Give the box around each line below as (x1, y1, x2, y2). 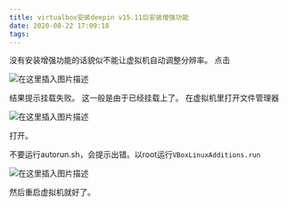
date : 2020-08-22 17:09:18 (9, 21, 110, 30)
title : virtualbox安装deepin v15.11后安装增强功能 (9, 12, 189, 22)
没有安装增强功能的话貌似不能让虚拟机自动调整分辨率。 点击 (9, 55, 230, 66)
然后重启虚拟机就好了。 (9, 187, 95, 198)
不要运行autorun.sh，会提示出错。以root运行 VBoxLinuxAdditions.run (9, 149, 261, 160)
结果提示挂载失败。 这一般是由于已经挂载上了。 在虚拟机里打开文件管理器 (9, 92, 279, 103)
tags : (9, 29, 29, 38)
